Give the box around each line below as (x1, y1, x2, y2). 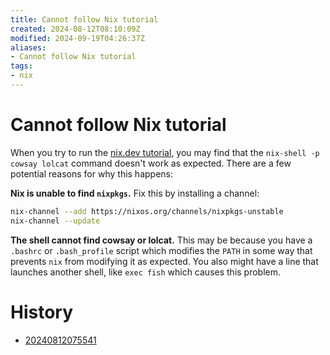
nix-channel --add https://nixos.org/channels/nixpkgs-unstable (10, 206, 284, 216)
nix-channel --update (10, 216, 101, 226)
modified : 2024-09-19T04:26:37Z (10, 33, 145, 43)
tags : (10, 61, 33, 71)
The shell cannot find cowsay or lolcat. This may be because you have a (10, 234, 313, 246)
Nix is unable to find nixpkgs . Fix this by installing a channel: (10, 187, 260, 199)
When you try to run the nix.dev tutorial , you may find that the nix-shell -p (10, 146, 320, 158)
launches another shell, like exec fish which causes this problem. (10, 266, 282, 278)
